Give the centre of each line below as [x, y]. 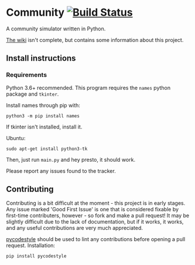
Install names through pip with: [43, 105]
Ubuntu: [16, 138]
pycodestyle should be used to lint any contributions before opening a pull [96, 239]
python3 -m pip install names [43, 116]
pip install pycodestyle [36, 256]
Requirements [27, 75]
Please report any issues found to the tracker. [61, 171]
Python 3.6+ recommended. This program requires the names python [88, 88]
